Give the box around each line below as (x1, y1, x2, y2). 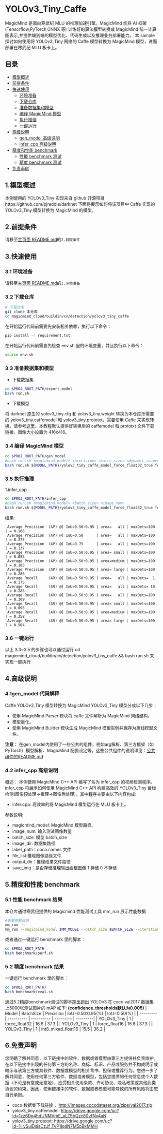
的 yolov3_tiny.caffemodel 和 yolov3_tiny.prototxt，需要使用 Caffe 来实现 (5, 417, 150, 423)
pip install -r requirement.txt (5, 333, 70, 338)
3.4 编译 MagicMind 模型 (5, 442, 64, 449)
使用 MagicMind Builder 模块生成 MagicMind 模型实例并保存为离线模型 (12, 725, 154, 731)
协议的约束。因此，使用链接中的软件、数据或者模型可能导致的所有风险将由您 (5, 1086, 158, 1092)
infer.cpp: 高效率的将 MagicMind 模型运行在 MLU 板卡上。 (12, 801, 129, 807)
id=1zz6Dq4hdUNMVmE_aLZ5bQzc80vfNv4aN (12, 1113, 107, 1118)
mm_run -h (5, 922, 25, 927)
